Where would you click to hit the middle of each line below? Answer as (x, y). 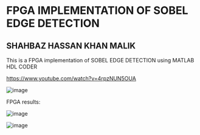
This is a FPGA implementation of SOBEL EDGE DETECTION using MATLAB (100, 60)
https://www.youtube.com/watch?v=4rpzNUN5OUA (71, 78)
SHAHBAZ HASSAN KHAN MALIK (71, 46)
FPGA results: (23, 102)
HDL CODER (22, 67)
